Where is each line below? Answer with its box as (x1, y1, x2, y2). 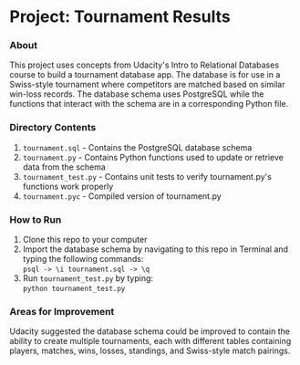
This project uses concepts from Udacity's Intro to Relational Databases (9, 59, 280, 70)
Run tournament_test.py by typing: (22, 273, 153, 284)
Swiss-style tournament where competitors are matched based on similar (9, 79, 285, 90)
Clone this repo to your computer (22, 235, 148, 245)
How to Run (9, 213, 62, 225)
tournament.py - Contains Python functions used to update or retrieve (22, 151, 284, 162)
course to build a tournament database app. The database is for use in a (9, 69, 281, 80)
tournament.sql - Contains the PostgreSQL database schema (22, 141, 253, 152)
